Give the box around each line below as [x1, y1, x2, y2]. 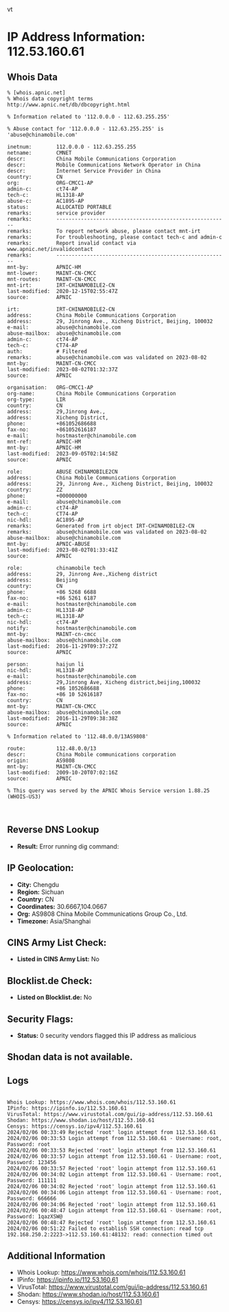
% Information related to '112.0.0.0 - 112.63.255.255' [7, 113, 170, 120]
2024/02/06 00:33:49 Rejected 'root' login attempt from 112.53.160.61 [7, 1129, 216, 1136]
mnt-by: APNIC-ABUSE [7, 540, 91, 547]
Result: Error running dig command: [16, 842, 119, 851]
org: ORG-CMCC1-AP [7, 179, 94, 186]
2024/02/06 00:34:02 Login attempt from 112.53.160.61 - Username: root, [7, 1171, 223, 1178]
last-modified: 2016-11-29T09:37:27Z [7, 643, 118, 650]
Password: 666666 [7, 1195, 57, 1202]
